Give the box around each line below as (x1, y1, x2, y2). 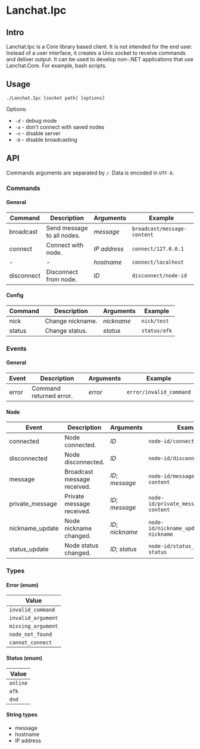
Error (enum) (6, 581, 39, 588)
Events (6, 344, 27, 352)
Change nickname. (45, 317, 98, 325)
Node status (64, 541, 99, 550)
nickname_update (9, 525, 59, 533)
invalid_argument (9, 614, 58, 622)
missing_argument (9, 623, 58, 630)
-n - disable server (14, 129, 61, 137)
